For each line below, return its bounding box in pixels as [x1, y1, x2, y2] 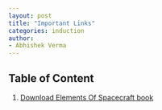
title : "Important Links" [8, 19, 95, 27]
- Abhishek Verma [8, 42, 67, 50]
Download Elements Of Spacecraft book [19, 92, 154, 102]
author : [8, 34, 35, 43]
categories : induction [8, 26, 85, 35]
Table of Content [8, 71, 94, 85]
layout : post [8, 11, 52, 20]
